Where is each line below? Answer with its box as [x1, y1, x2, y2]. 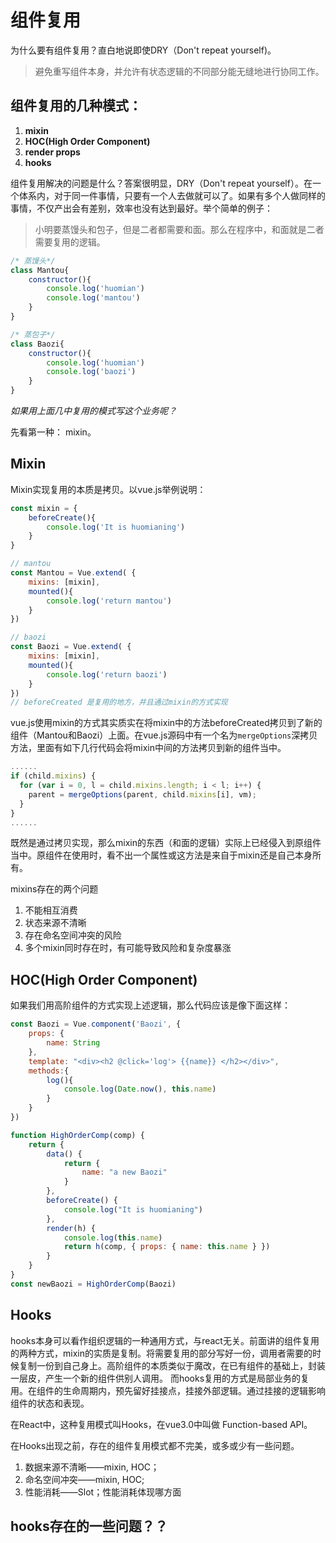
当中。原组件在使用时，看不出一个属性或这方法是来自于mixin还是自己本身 [10, 849, 313, 861]
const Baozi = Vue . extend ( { [10, 642, 132, 652]
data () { [46, 1149, 83, 1159]
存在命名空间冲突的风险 [24, 929, 122, 941]
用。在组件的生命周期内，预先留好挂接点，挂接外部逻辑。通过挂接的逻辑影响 [10, 1384, 326, 1396]
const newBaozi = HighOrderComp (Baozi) [10, 1279, 177, 1289]
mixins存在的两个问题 [10, 883, 99, 895]
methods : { [28, 1066, 70, 1076]
